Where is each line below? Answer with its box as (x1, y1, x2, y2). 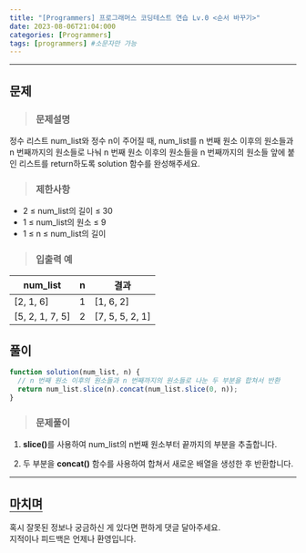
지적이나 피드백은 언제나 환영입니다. (9, 533, 137, 544)
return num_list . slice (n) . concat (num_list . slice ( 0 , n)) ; (17, 384, 239, 394)
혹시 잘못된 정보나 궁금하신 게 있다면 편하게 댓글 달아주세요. (9, 521, 221, 533)
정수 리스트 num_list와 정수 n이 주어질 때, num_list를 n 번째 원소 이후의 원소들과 (9, 135, 294, 146)
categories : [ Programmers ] (9, 30, 112, 39)
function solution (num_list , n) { (9, 368, 141, 377)
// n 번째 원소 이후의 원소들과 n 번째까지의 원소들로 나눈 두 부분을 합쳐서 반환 (17, 376, 280, 385)
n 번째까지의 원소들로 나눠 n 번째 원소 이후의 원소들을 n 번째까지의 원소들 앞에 (9, 147, 286, 158)
